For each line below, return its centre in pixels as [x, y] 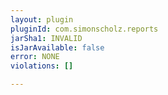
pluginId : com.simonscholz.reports [84, 29]
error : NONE [35, 57]
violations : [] [42, 66]
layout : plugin [42, 19]
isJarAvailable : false [57, 47]
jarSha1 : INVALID [46, 38]
